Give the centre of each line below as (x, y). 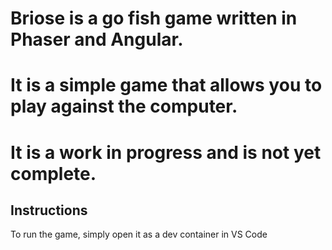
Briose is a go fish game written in (154, 18)
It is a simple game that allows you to (166, 85)
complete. (53, 173)
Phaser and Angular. (97, 39)
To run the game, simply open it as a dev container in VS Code (139, 234)
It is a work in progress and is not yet (166, 152)
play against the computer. (124, 106)
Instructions (49, 210)
